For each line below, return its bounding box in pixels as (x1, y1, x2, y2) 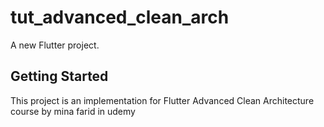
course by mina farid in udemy (10, 105, 136, 117)
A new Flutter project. (10, 39, 100, 51)
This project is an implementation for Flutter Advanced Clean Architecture (10, 94, 315, 106)
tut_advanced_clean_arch (10, 6, 230, 29)
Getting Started (10, 68, 109, 85)
